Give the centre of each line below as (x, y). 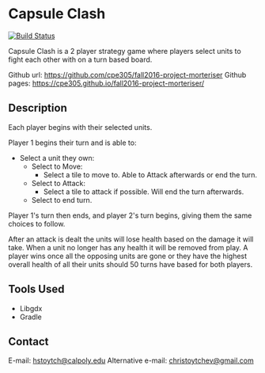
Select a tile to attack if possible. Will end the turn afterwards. (144, 192)
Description (38, 108)
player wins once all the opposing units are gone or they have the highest (128, 256)
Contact (28, 341)
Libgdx (31, 308)
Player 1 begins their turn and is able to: (72, 143)
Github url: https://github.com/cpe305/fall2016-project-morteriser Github (127, 74)
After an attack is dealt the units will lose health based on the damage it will (131, 239)
